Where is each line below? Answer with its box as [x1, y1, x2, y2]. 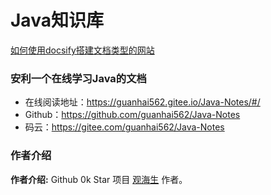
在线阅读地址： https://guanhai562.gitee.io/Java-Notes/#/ [24, 96, 261, 108]
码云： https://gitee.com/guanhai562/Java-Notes [24, 121, 225, 133]
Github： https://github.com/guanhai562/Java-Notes [24, 109, 241, 121]
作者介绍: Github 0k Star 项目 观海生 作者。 [10, 173, 188, 185]
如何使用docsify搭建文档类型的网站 [10, 44, 155, 56]
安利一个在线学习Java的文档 [10, 71, 147, 85]
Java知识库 [10, 9, 104, 32]
